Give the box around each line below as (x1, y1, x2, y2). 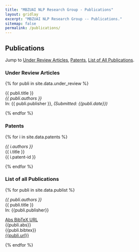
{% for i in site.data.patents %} (5, 134, 68, 140)
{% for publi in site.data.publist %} (5, 187, 75, 193)
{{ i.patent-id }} (5, 154, 36, 160)
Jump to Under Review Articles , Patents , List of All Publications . (5, 57, 135, 63)
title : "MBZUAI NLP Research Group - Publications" (5, 7, 113, 12)
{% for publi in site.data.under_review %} (5, 81, 89, 86)
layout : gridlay (5, 12, 38, 17)
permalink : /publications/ (5, 26, 61, 31)
